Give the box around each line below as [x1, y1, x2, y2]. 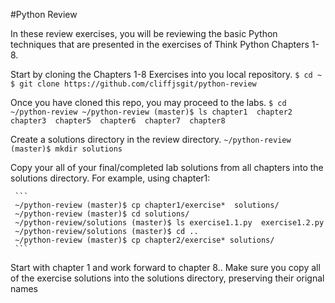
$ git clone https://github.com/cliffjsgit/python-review [10, 79, 257, 89]
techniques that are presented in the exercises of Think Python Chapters [10, 39, 310, 50]
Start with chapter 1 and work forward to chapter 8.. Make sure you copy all [10, 262, 321, 273]
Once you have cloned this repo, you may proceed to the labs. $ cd [10, 97, 287, 108]
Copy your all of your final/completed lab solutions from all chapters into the [10, 162, 324, 173]
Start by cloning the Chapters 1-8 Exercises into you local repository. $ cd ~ [10, 69, 323, 80]
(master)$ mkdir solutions [10, 144, 123, 154]
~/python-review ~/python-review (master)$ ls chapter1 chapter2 [10, 107, 293, 117]
